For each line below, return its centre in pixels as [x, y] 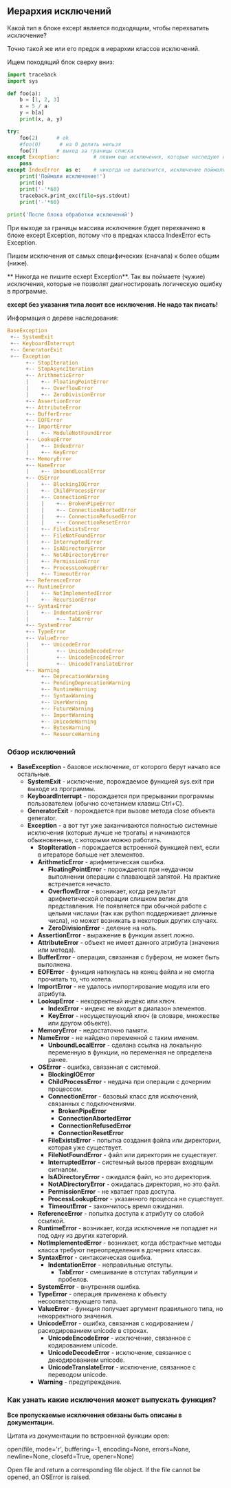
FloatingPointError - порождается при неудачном [121, 869]
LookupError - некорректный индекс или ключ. [107, 1001]
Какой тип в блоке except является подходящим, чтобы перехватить [108, 28]
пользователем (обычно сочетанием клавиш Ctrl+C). [106, 804]
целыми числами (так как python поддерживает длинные [132, 913]
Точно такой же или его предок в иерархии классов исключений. [104, 48]
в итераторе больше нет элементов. [91, 855]
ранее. [58, 1060]
